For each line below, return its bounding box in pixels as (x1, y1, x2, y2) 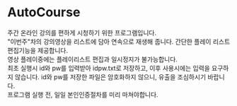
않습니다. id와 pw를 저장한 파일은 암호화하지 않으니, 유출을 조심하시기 (14, 72, 207, 81)
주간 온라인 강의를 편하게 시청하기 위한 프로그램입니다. (7, 28, 157, 37)
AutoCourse (7, 4, 81, 20)
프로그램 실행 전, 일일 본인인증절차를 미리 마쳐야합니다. (7, 90, 158, 99)
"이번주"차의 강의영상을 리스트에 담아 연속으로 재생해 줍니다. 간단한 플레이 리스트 (7, 37, 231, 46)
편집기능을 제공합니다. (7, 46, 69, 54)
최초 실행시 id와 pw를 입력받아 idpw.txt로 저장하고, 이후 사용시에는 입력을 (7, 64, 210, 72)
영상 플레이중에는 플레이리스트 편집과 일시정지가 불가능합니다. (7, 54, 178, 64)
